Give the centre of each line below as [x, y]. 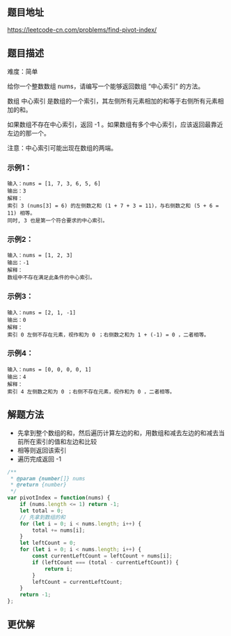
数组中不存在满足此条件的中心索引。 [51, 278]
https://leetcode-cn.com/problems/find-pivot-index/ [82, 29]
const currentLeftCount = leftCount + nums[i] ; [102, 556]
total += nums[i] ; [59, 530]
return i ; [58, 569]
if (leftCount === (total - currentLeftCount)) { [105, 562]
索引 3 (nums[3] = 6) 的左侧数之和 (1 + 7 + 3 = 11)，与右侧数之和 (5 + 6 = [113, 206]
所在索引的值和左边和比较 [60, 441]
